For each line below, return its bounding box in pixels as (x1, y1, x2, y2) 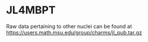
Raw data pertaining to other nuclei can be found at (6, 23, 133, 30)
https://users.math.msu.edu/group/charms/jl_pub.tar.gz (6, 29, 143, 36)
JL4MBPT (6, 3, 56, 17)
